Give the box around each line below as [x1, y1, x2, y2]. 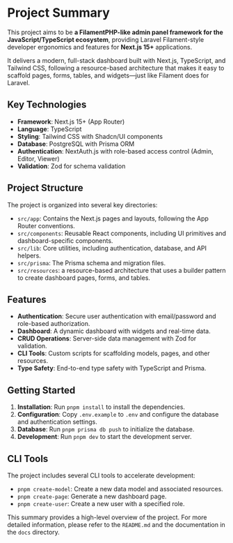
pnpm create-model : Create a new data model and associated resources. [17, 485, 224, 493]
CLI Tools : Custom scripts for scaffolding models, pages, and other [17, 349, 210, 357]
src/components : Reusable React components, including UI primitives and [17, 229, 227, 237]
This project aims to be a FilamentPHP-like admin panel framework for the [7, 28, 224, 36]
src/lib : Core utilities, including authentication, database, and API [17, 244, 207, 252]
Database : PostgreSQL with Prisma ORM [17, 140, 135, 148]
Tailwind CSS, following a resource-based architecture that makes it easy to [7, 64, 225, 72]
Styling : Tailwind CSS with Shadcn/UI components [17, 132, 163, 140]
